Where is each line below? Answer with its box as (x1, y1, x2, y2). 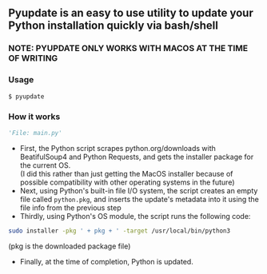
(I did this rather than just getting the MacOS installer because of (19, 169, 233, 178)
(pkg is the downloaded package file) (8, 241, 131, 251)
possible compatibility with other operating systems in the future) (19, 177, 235, 187)
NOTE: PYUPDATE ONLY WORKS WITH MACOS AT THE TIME (8, 43, 249, 54)
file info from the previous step (19, 203, 122, 212)
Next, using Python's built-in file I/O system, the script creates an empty (19, 185, 258, 195)
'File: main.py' (8, 129, 62, 137)
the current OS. (19, 160, 71, 170)
